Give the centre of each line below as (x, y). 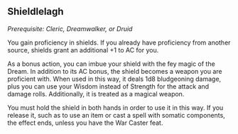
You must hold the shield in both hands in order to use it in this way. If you (115, 107)
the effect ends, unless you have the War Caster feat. (85, 123)
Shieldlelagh (36, 12)
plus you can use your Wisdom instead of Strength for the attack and (108, 86)
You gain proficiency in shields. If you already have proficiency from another (119, 43)
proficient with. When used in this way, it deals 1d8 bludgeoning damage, (114, 79)
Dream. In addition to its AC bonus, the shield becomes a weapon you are (115, 71)
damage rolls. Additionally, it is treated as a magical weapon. (96, 94)
